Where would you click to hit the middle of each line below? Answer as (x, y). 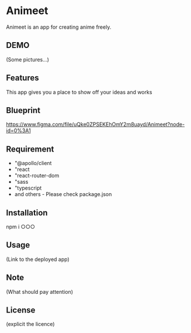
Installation (27, 213)
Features (22, 78)
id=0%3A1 (18, 131)
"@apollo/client (33, 163)
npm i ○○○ (20, 227)
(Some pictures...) (28, 59)
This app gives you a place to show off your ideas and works (79, 92)
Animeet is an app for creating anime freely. (59, 27)
